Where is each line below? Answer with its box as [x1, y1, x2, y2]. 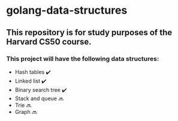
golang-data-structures [6, 4, 128, 17]
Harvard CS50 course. [6, 36, 92, 46]
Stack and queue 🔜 [14, 95, 64, 102]
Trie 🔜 [14, 101, 32, 108]
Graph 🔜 [14, 108, 38, 115]
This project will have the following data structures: [6, 54, 159, 63]
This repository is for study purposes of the [6, 27, 173, 38]
